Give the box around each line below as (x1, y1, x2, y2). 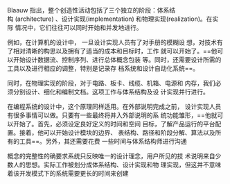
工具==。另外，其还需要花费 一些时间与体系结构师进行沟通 (19, 137, 187, 145)
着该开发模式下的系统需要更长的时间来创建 (7, 169, 129, 177)
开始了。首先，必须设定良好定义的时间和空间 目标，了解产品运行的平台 (12, 120, 215, 128)
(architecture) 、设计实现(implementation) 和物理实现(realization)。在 (15, 15, 213, 23)
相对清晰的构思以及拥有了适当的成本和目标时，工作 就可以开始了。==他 (12, 47, 218, 55)
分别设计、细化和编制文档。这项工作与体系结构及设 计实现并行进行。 (12, 87, 209, 96)
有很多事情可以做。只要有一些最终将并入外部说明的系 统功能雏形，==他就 (7, 111, 218, 119)
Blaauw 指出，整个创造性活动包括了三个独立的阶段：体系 (7, 6, 170, 14)
